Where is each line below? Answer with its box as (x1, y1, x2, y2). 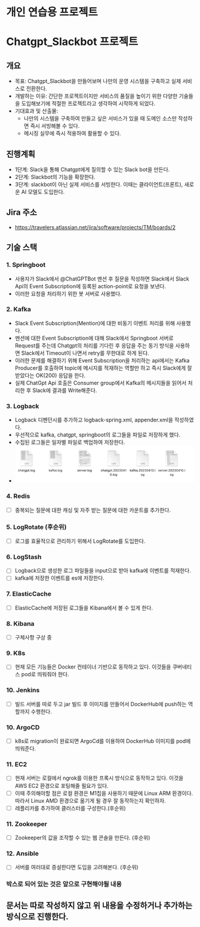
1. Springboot (6, 261, 46, 269)
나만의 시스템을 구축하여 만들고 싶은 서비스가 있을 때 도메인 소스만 (23, 115, 177, 122)
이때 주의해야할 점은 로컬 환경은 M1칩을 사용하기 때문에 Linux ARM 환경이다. (14, 789, 193, 797)
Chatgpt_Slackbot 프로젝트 (6, 35, 139, 48)
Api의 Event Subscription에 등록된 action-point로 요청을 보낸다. (14, 282, 167, 290)
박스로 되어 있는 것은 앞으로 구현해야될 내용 (6, 880, 122, 888)
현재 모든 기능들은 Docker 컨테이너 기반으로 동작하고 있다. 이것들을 (14, 663, 171, 670)
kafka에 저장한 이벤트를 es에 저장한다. (14, 574, 104, 582)
